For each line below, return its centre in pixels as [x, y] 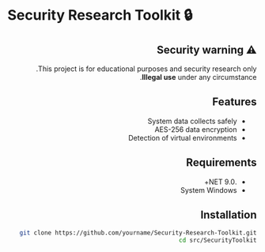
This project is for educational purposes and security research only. [146, 69]
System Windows [208, 190]
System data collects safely [192, 121]
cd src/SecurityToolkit [218, 241]
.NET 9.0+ [220, 182]
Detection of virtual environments [183, 137]
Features [235, 102]
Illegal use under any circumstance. [198, 77]
